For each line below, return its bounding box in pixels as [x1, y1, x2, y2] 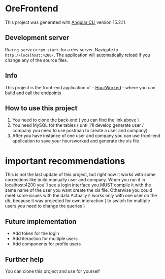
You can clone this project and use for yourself [5, 268, 100, 274]
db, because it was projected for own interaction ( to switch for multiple [5, 198, 150, 204]
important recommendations [5, 155, 126, 167]
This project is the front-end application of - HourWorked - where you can [5, 84, 156, 90]
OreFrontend [5, 3, 58, 14]
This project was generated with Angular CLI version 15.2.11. [5, 19, 127, 25]
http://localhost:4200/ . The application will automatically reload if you [5, 52, 150, 58]
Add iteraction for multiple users [12, 236, 78, 242]
